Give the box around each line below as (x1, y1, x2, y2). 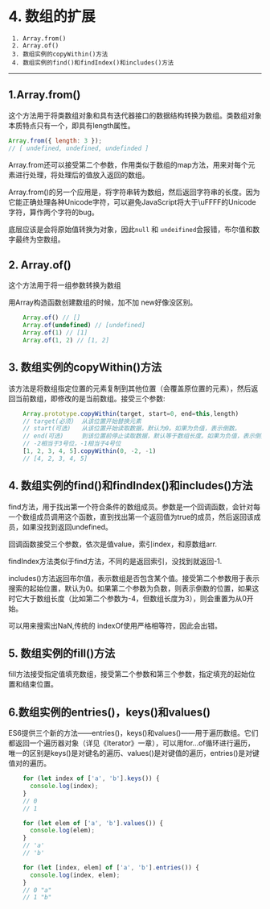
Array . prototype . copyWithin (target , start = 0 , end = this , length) (22, 409, 239, 417)
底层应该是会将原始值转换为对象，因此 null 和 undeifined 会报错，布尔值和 (8, 224, 253, 234)
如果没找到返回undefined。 (22, 521, 112, 532)
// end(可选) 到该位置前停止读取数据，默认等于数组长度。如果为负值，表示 (22, 432, 256, 440)
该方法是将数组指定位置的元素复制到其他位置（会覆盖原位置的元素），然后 (8, 384, 252, 393)
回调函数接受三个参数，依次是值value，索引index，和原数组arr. (8, 539, 217, 549)
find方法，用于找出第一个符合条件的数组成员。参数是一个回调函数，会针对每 (8, 501, 261, 512)
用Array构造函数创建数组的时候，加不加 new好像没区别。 (8, 297, 198, 307)
